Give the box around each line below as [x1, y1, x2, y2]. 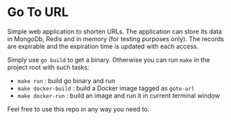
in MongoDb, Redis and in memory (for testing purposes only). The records [7, 34, 224, 43]
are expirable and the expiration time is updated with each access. [7, 42, 199, 50]
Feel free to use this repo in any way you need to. [7, 105, 150, 113]
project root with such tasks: [7, 63, 90, 71]
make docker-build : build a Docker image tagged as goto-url [17, 84, 195, 92]
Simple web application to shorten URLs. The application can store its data [7, 27, 223, 36]
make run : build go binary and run [17, 76, 115, 84]
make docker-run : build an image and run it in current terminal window [17, 91, 220, 100]
